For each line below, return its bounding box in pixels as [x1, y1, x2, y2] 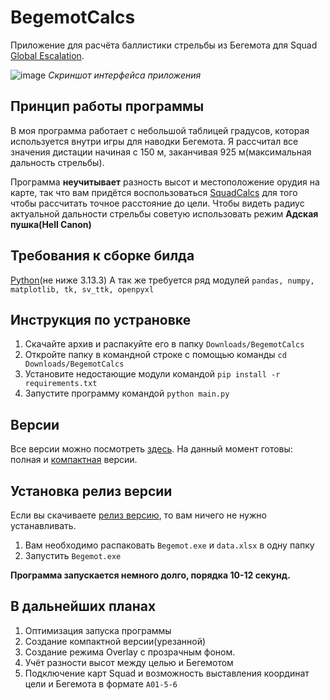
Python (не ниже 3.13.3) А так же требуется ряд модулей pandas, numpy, [10, 274, 315, 286]
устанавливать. [10, 520, 77, 531]
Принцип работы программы [10, 98, 205, 115]
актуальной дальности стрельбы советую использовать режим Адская [10, 207, 319, 220]
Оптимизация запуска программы [24, 624, 172, 636]
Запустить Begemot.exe [24, 550, 122, 561]
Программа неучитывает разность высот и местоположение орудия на [10, 176, 320, 188]
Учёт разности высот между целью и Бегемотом [24, 656, 234, 668]
